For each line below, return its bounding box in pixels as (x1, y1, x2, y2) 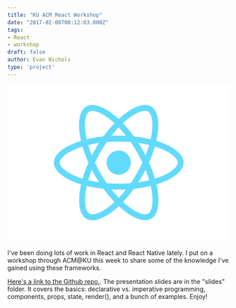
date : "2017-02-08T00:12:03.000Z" (7, 18, 110, 26)
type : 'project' (7, 64, 55, 71)
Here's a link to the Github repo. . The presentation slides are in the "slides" (7, 278, 225, 286)
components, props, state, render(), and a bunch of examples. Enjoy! (7, 292, 208, 301)
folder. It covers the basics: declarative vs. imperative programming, (7, 285, 206, 293)
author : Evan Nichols (7, 57, 71, 64)
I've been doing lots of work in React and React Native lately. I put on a (7, 249, 213, 257)
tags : (7, 26, 23, 33)
